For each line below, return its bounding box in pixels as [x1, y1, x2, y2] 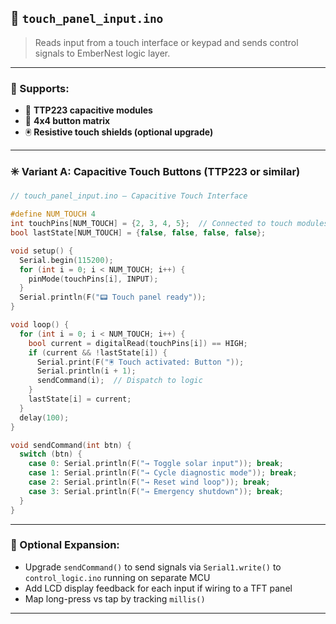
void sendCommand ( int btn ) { [10, 440, 132, 450]
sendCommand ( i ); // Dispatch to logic [36, 376, 203, 386]
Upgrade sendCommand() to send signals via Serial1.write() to [24, 561, 282, 573]
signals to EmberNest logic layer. [34, 47, 171, 59]
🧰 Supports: [10, 81, 70, 95]
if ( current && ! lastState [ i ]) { [28, 347, 168, 358]
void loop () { [10, 320, 70, 330]
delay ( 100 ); [19, 412, 70, 423]
